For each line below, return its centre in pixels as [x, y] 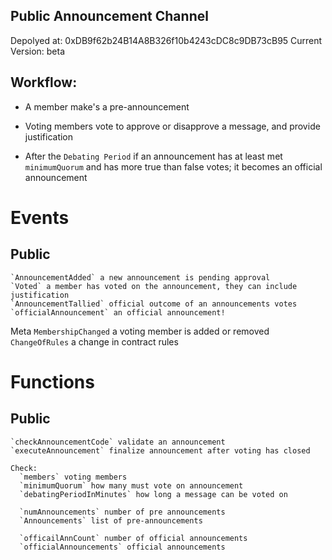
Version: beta [38, 51]
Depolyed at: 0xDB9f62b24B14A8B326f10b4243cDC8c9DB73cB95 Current [166, 40]
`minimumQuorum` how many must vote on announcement [131, 485]
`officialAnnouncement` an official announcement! [118, 312]
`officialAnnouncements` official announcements [122, 547]
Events [40, 217]
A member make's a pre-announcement [107, 106]
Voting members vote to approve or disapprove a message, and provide [172, 126]
